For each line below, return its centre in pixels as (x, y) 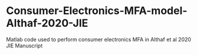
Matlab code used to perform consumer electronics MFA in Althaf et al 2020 (99, 39)
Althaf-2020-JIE (47, 23)
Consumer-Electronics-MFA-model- (97, 11)
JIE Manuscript (24, 46)
